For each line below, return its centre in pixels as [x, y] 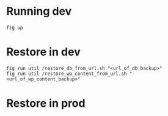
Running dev [39, 11]
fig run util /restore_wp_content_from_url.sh [67, 74]
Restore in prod [46, 103]
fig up [15, 28]
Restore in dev [43, 52]
